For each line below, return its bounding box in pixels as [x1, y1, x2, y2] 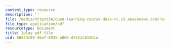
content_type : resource [5, 7, 56, 12]
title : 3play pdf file [5, 30, 53, 35]
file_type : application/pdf [5, 21, 65, 26]
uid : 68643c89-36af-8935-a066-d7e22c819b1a [5, 35, 99, 40]
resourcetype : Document [5, 26, 56, 31]
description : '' [5, 12, 39, 17]
